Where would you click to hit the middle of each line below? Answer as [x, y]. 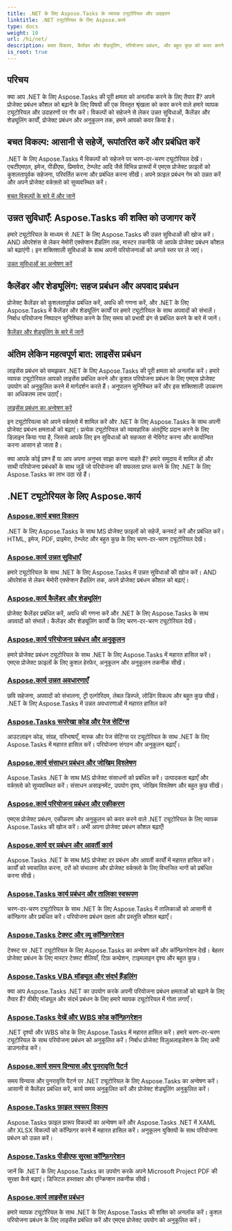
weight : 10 [23, 33]
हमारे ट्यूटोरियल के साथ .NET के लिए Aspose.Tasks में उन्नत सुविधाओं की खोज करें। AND [112, 572]
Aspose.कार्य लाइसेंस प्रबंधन [46, 1197]
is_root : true [28, 52]
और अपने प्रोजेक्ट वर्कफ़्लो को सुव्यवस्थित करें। [57, 182]
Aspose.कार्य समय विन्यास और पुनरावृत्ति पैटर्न [67, 1066]
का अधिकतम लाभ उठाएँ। [35, 394]
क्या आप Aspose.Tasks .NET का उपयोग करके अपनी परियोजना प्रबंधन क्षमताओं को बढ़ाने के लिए [116, 991]
